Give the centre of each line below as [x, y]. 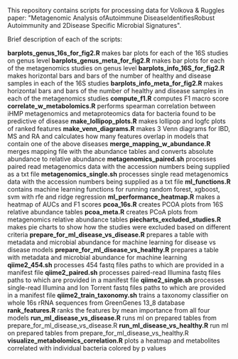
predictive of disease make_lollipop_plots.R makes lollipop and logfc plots [117, 121]
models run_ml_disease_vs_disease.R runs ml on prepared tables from [112, 318]
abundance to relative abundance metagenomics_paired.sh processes [112, 159]
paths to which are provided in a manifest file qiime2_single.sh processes [116, 280]
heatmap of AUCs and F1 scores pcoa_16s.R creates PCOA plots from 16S [115, 204]
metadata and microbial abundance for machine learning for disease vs [112, 242]
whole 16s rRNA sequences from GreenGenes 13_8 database [96, 303]
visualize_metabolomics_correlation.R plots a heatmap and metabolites [114, 340]
